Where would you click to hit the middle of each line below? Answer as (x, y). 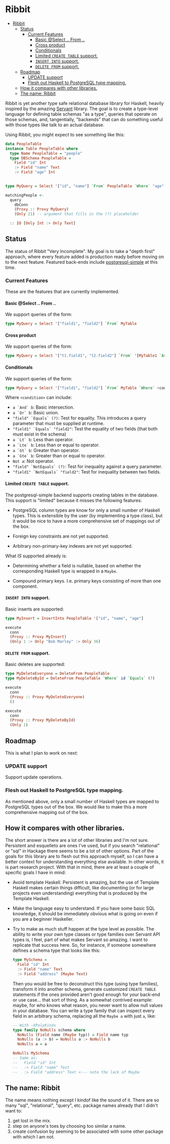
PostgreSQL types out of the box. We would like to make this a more (76, 807)
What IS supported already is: (36, 556)
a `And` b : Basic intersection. (43, 407)
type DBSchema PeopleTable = (40, 158)
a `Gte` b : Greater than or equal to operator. (59, 456)
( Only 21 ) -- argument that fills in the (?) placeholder (77, 214)
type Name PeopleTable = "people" (46, 153)
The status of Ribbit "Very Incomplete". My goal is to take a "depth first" (80, 251)
